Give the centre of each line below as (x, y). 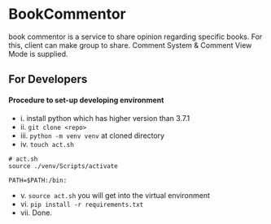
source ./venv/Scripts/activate (63, 166)
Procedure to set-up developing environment (86, 100)
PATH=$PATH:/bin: (38, 180)
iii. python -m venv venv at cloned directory (92, 136)
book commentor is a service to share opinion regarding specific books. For (135, 37)
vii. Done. (36, 213)
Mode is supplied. (38, 54)
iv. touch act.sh (47, 144)
